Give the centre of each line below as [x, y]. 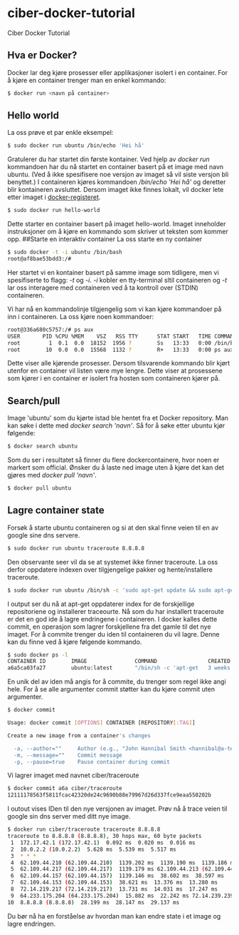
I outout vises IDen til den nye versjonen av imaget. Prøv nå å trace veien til [117, 809]
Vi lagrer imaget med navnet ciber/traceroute [73, 775]
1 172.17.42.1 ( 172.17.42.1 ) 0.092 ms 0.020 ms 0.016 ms [103, 843]
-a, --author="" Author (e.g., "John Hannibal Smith [100, 748]
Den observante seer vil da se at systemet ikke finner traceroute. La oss [113, 562]
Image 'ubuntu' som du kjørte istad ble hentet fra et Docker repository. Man [118, 418]
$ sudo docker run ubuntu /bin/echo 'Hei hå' [76, 146]
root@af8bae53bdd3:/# [39, 259]
